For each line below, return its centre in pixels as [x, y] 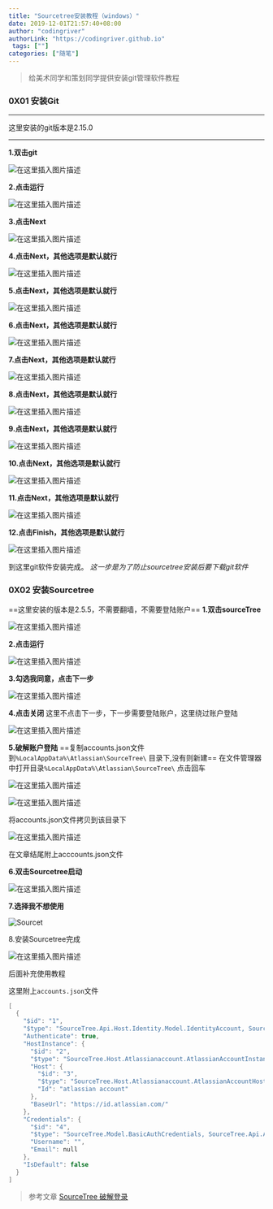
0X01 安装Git [34, 101]
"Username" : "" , [57, 1142]
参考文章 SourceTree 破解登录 [78, 1196]
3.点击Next [27, 222]
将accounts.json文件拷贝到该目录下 [68, 819]
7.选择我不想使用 [37, 906]
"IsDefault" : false [56, 1164]
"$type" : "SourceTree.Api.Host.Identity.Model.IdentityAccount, [134, 1029]
